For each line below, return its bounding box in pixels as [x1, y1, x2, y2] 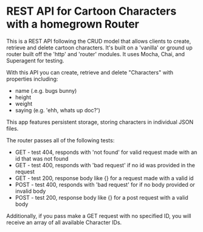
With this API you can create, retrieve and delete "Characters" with [6, 68, 174, 76]
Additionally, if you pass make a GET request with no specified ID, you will [6, 212, 191, 219]
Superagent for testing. [6, 57, 64, 64]
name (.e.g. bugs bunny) [15, 87, 77, 94]
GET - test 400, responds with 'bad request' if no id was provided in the [15, 161, 196, 169]
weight [15, 100, 32, 107]
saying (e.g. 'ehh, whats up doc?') [15, 106, 100, 114]
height [15, 93, 32, 101]
